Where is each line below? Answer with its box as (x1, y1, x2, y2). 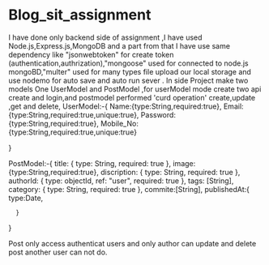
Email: (223, 101, 245, 111)
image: (173, 158, 196, 168)
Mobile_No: (100, 118, 139, 128)
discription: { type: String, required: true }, (100, 167, 241, 177)
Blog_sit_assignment (8, 6, 152, 24)
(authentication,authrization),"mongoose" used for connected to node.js (8, 58, 249, 68)
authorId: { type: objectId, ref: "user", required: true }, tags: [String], (8, 176, 234, 186)
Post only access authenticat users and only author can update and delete (8, 238, 257, 248)
